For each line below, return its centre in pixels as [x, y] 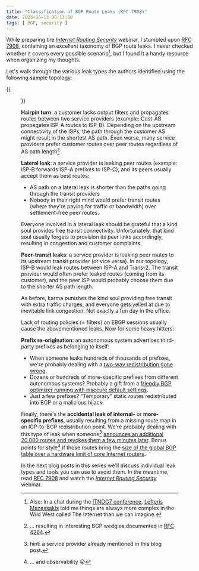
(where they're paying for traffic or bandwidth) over [93, 206]
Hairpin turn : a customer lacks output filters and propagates [95, 112]
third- [167, 340]
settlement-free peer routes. [64, 212]
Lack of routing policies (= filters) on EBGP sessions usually [94, 322]
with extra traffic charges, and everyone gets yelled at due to [96, 304]
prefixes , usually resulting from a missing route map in [109, 420]
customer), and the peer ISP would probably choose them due [97, 280]
